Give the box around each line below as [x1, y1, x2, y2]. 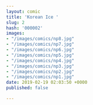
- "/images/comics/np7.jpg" [6, 42, 75, 48]
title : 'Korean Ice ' [6, 14, 59, 20]
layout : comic [6, 8, 41, 15]
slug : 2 [6, 19, 25, 25]
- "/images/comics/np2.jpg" [6, 69, 75, 74]
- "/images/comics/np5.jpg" [6, 52, 75, 58]
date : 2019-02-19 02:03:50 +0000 [6, 80, 88, 86]
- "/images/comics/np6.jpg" [6, 47, 75, 53]
